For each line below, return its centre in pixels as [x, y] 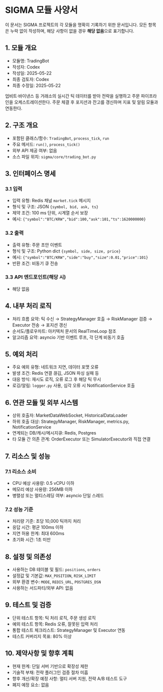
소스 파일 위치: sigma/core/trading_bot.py [54, 156]
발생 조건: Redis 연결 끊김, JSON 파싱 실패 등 [55, 373]
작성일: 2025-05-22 [32, 73]
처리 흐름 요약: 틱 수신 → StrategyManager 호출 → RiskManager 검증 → [82, 319]
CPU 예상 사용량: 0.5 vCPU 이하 [43, 483]
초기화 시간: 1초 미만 [31, 540]
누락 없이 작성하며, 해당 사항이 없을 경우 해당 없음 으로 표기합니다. [72, 31]
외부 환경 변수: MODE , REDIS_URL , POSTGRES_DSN [56, 582]
